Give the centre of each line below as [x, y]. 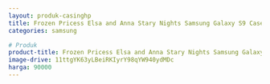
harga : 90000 [30, 68]
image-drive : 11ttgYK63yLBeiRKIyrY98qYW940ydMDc [91, 60]
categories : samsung [43, 30]
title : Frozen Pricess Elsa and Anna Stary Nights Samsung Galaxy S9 [127, 23]
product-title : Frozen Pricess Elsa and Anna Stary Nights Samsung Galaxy [136, 53]
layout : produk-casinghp [50, 16]
